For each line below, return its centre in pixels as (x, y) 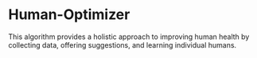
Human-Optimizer (69, 15)
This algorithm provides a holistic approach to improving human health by (129, 37)
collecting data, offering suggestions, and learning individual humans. (123, 44)
